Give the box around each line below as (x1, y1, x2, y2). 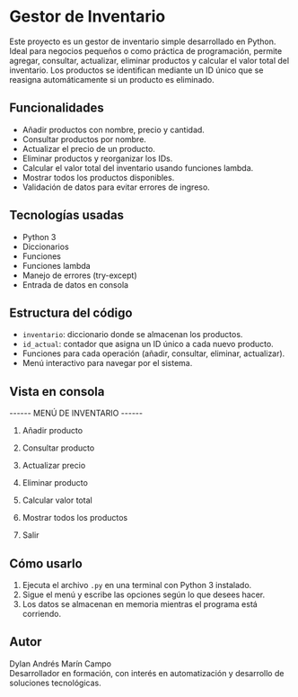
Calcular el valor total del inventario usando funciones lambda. (22, 162, 254, 173)
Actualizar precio (22, 460, 86, 471)
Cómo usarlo (9, 556, 83, 571)
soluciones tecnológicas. (9, 677, 101, 688)
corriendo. (22, 609, 61, 619)
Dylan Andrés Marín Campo (9, 658, 112, 669)
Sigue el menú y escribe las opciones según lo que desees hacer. (22, 589, 266, 600)
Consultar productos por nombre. (22, 133, 146, 145)
